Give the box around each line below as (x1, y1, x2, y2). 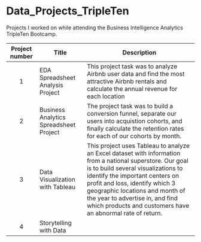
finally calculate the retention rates (86, 124, 184, 132)
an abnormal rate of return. (86, 208, 163, 217)
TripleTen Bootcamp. (6, 30, 57, 37)
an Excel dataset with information (86, 149, 181, 157)
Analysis (39, 81, 64, 89)
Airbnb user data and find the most (86, 69, 185, 78)
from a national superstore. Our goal (86, 156, 188, 165)
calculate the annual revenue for (86, 84, 178, 93)
